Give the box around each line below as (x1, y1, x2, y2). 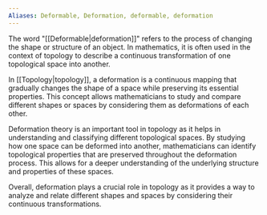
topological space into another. (8, 59, 111, 69)
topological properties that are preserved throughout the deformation (8, 149, 237, 159)
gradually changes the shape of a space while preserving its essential (8, 83, 239, 93)
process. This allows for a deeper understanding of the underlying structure (8, 157, 259, 168)
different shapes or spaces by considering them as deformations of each (8, 100, 249, 109)
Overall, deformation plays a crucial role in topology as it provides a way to (8, 181, 255, 192)
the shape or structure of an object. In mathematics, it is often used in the (8, 42, 251, 52)
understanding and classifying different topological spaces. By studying (8, 133, 246, 142)
